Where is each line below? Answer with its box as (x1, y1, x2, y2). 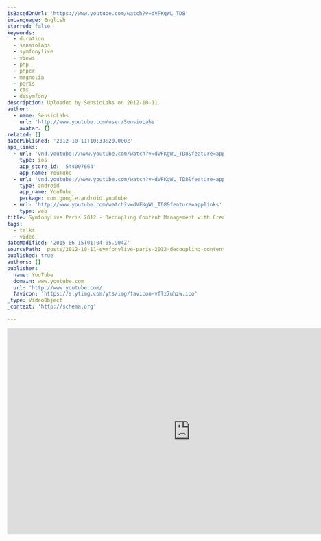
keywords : (7, 29, 36, 36)
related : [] (7, 131, 41, 138)
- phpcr (13, 67, 36, 74)
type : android (19, 182, 60, 189)
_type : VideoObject (7, 297, 63, 304)
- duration (13, 36, 45, 43)
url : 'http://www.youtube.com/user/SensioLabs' (19, 118, 158, 125)
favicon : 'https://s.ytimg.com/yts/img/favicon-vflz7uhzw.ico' (13, 291, 198, 298)
